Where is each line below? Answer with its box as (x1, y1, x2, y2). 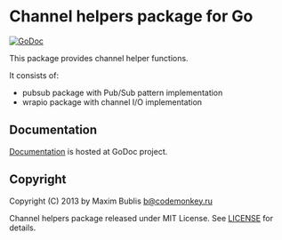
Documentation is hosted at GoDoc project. (9, 146, 168, 156)
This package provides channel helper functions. (9, 52, 189, 63)
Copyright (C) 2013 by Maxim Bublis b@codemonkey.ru (9, 196, 214, 206)
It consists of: (9, 69, 60, 81)
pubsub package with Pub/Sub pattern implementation (21, 87, 223, 98)
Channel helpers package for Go (9, 6, 254, 27)
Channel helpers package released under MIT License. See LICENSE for (9, 212, 274, 223)
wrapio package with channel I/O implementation (21, 96, 203, 108)
